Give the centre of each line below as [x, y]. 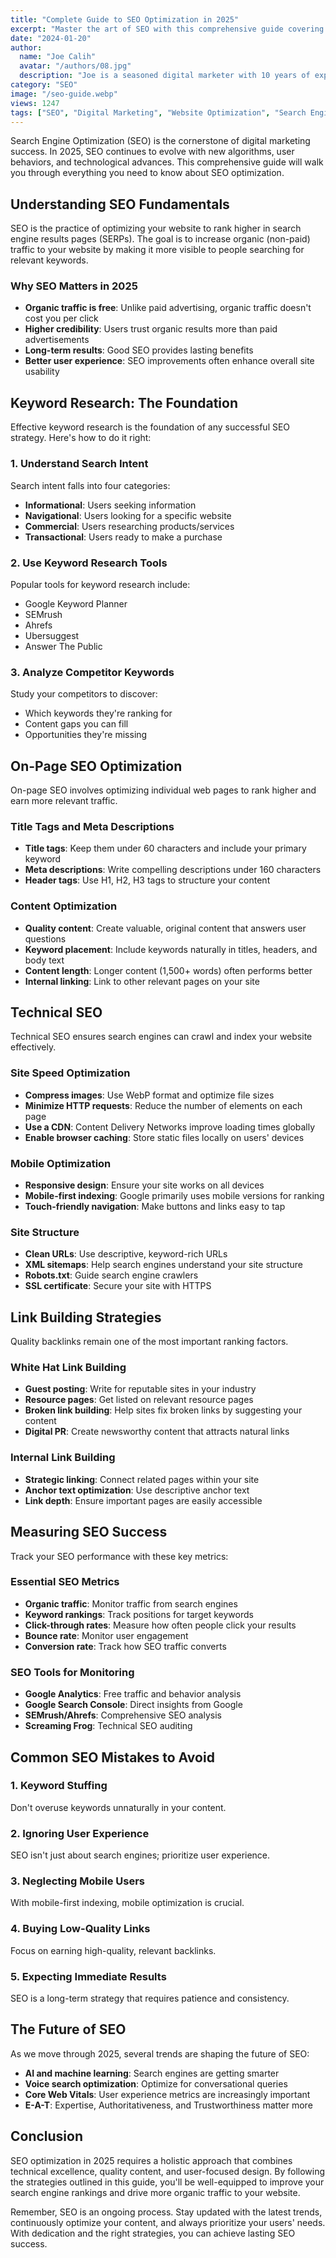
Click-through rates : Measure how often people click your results [160, 1625]
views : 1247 [35, 103]
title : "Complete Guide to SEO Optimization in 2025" [125, 19]
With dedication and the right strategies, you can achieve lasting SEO [153, 2233]
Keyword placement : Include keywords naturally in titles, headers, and [171, 949]
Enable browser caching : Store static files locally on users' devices [164, 1137]
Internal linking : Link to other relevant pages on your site [142, 981]
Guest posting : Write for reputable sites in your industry [140, 1389]
